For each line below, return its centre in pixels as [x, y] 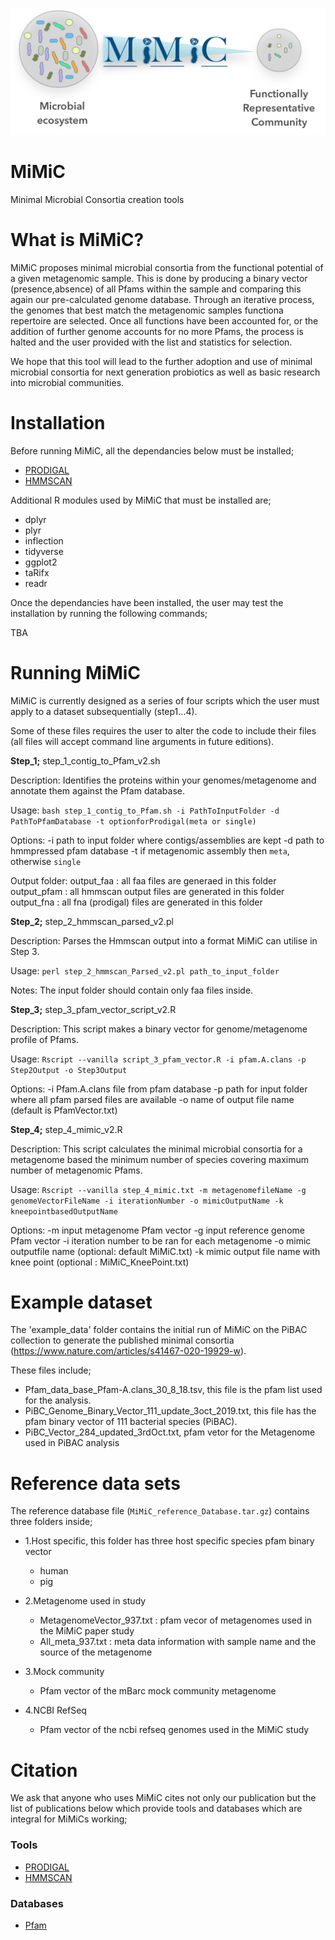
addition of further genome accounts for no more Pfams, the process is [157, 331]
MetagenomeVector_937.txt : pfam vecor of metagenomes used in [176, 1620]
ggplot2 [41, 562]
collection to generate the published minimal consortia [122, 1340]
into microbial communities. [67, 382]
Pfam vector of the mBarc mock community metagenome [158, 1691]
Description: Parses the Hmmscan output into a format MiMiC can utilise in [164, 940]
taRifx [37, 572]
